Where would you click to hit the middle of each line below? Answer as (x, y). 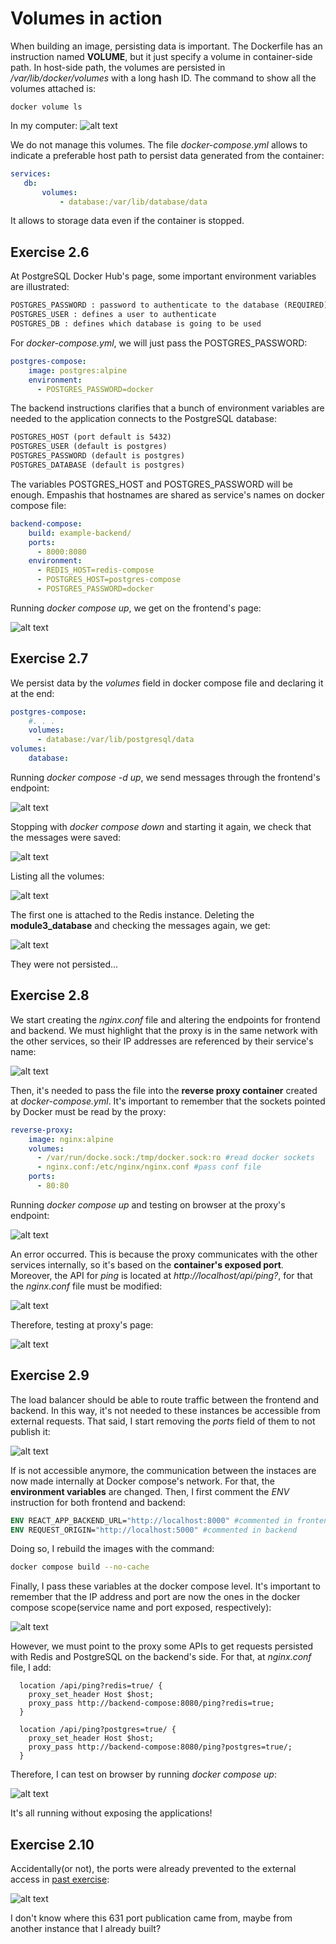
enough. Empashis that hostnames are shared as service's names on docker (167, 494)
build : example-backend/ (80, 533)
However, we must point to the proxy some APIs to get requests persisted (162, 1646)
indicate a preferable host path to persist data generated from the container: (167, 155)
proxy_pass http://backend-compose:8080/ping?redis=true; (151, 1703)
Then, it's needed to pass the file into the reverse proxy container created (164, 1090)
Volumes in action (86, 18)
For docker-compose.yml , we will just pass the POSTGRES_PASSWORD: (159, 343)
